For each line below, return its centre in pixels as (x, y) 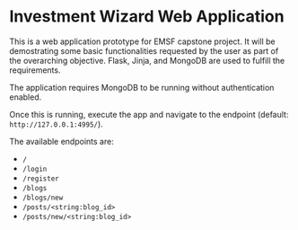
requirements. (35, 70)
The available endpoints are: (61, 141)
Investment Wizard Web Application (147, 17)
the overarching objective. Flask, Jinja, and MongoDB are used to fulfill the (147, 60)
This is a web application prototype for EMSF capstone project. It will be (142, 41)
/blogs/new (43, 198)
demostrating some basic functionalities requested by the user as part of (144, 50)
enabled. (26, 97)
